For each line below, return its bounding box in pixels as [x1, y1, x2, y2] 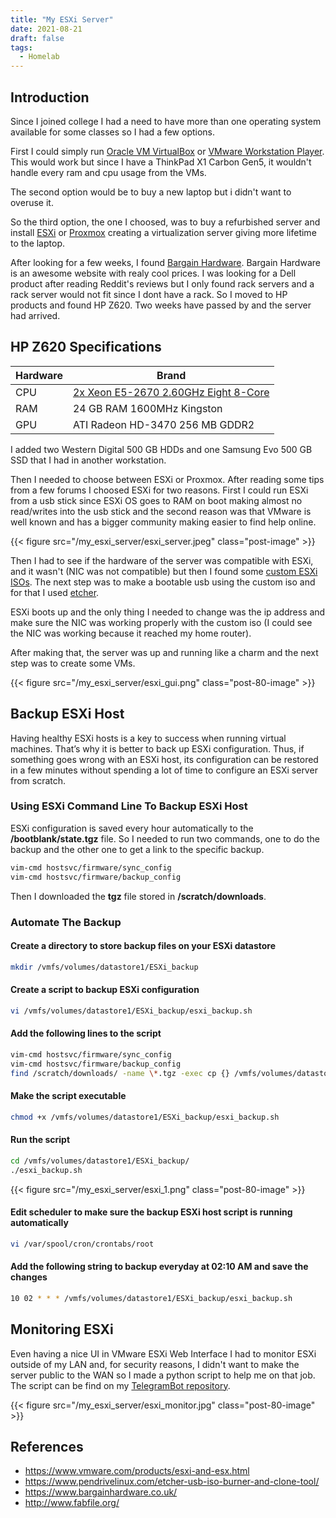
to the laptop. [10, 237, 66, 249]
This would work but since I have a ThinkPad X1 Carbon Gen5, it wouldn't [10, 156, 312, 168]
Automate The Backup [10, 915, 122, 929]
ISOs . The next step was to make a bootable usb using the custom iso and [10, 576, 316, 588]
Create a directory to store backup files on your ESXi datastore [10, 940, 277, 952]
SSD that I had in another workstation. [10, 454, 167, 466]
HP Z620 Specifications [10, 339, 162, 356]
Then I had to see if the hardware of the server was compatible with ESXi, [10, 554, 314, 566]
